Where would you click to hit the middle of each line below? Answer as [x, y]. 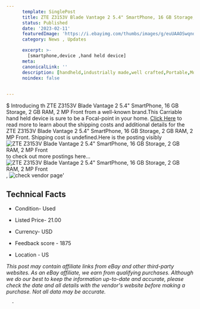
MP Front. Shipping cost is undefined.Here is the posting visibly [84, 137]
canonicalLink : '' [45, 67]
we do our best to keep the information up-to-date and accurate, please [95, 279]
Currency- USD [34, 231]
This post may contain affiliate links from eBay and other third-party [90, 266]
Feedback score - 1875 [43, 243]
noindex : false [41, 78]
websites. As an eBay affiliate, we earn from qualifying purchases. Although [100, 273]
